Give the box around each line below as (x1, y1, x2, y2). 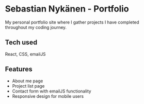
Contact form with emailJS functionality (12, 88, 91, 94)
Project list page (12, 83, 45, 89)
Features (5, 65, 32, 73)
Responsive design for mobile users (12, 93, 84, 99)
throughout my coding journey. (5, 24, 67, 30)
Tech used (5, 39, 37, 47)
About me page (12, 78, 43, 84)
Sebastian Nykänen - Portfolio (5, 3, 129, 14)
